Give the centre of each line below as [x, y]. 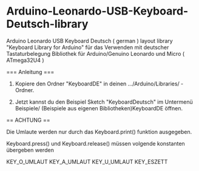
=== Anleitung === [30, 72]
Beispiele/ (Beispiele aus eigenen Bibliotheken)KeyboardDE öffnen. [99, 108]
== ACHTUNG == [28, 120]
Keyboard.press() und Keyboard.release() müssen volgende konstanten [96, 143]
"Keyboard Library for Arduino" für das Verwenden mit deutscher [88, 47]
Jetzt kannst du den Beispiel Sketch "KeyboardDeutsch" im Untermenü [104, 102]
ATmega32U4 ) [25, 60]
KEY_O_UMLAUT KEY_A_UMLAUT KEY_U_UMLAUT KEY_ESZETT [87, 161]
